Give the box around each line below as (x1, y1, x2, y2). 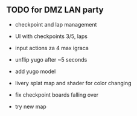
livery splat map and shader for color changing (14, 79, 132, 86)
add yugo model (14, 68, 56, 75)
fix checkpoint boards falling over (14, 91, 99, 98)
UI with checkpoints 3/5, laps (14, 33, 88, 40)
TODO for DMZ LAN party (6, 5, 104, 15)
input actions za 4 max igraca (14, 44, 89, 51)
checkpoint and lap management (14, 21, 97, 28)
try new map (14, 103, 46, 110)
